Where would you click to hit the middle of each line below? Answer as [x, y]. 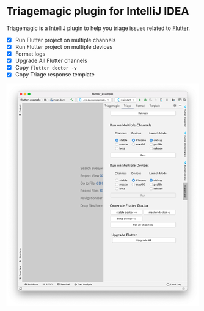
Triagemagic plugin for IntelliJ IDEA [98, 11]
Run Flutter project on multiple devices [64, 47]
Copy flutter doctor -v [46, 68]
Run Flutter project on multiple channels [65, 40]
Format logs [30, 54]
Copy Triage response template [55, 75]
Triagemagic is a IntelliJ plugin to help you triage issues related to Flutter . [98, 28]
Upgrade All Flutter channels [51, 61]
